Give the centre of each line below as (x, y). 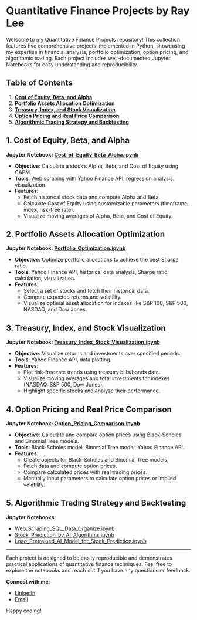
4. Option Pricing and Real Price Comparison (89, 409)
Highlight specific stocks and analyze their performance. (92, 391)
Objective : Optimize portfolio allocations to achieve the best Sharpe (96, 260)
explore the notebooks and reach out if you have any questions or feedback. (98, 570)
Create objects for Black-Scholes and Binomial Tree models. (96, 460)
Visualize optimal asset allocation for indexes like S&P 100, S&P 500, (106, 303)
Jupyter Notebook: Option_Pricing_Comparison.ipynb (73, 423)
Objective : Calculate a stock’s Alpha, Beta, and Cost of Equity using (96, 166)
